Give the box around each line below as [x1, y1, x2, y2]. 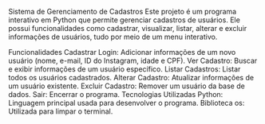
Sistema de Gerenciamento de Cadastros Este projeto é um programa [8, 7, 237, 16]
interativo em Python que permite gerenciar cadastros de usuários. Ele [8, 15, 241, 25]
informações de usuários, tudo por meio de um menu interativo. [8, 32, 218, 41]
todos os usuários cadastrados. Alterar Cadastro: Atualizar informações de [8, 73, 254, 82]
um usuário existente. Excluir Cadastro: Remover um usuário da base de [8, 81, 245, 91]
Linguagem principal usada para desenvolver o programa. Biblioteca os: [8, 99, 245, 107]
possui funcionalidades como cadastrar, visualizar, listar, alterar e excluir [8, 24, 247, 33]
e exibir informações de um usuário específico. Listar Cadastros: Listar [8, 64, 241, 74]
